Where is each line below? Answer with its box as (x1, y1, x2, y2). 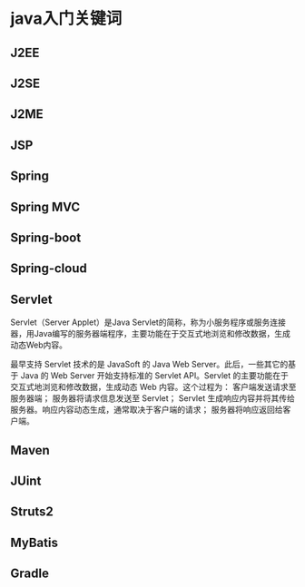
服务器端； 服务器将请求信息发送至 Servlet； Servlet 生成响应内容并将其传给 (10, 393, 296, 404)
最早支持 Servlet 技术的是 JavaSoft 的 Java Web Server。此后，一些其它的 (10, 359, 289, 370)
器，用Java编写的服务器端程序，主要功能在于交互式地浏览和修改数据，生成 (10, 328, 291, 339)
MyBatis (10, 534, 58, 550)
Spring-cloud (10, 260, 87, 277)
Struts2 (10, 504, 54, 520)
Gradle (10, 566, 49, 582)
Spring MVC (10, 199, 81, 214)
